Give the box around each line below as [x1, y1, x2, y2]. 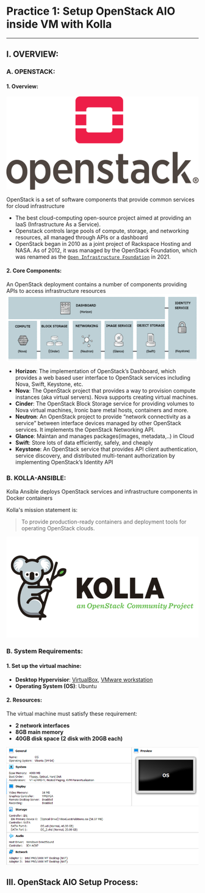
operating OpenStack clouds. [21, 524, 95, 532]
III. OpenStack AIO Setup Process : [6, 876, 138, 887]
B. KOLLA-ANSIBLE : [6, 474, 67, 483]
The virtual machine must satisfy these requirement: [6, 710, 137, 717]
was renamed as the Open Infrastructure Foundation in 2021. [15, 253, 171, 261]
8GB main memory [15, 728, 64, 735]
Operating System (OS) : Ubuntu [15, 682, 97, 689]
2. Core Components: [6, 267, 62, 275]
